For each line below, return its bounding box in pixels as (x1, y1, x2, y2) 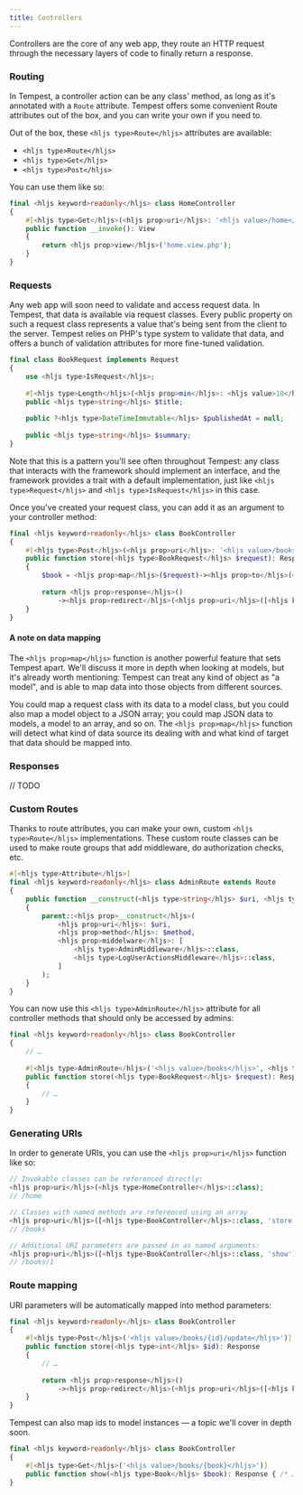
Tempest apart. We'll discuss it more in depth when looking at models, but (9, 662, 285, 673)
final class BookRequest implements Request (9, 356, 179, 365)
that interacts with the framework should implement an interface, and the (9, 465, 280, 476)
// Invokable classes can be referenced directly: (9, 1175, 204, 1184)
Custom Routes (9, 803, 78, 815)
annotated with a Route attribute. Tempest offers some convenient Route (9, 100, 278, 111)
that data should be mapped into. (9, 737, 133, 747)
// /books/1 (9, 1258, 54, 1267)
